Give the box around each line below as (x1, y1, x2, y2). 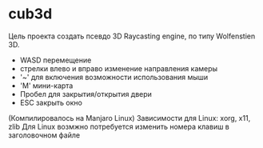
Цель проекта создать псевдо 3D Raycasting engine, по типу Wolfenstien (8, 31, 256, 41)
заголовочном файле (8, 130, 81, 140)
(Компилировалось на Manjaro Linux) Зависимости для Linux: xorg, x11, (8, 113, 251, 122)
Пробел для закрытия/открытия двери (19, 89, 152, 98)
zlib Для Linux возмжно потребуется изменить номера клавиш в (8, 122, 230, 131)
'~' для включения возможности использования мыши (19, 72, 209, 82)
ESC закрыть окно (19, 98, 82, 107)
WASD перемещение (19, 55, 92, 65)
